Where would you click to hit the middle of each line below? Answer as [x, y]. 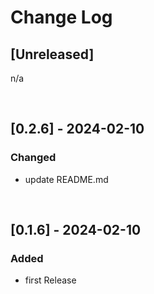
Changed [33, 158]
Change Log [61, 17]
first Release [50, 280]
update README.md [66, 179]
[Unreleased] [52, 54]
